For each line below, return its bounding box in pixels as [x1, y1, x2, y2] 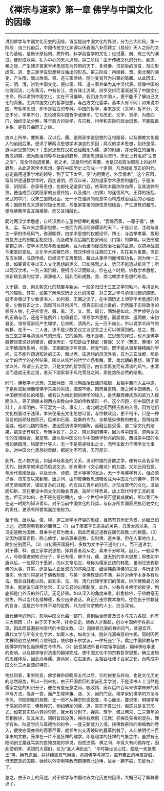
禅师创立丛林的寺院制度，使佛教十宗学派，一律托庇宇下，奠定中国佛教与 [9, 637, 155, 643]
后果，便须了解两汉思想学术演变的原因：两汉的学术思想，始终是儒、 [21, 140, 159, 146]
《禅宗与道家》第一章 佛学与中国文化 [5, 4, 153, 16]
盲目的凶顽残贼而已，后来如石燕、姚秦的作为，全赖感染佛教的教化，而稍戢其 [5, 417, 159, 422]
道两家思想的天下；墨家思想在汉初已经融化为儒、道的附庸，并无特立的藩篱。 [5, 146, 159, 152]
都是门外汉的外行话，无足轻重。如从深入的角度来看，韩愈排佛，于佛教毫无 [9, 590, 159, 596]
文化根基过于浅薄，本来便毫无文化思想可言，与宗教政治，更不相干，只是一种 [5, 410, 159, 416]
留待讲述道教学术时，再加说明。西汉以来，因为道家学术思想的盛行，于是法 [5, 177, 155, 183]
